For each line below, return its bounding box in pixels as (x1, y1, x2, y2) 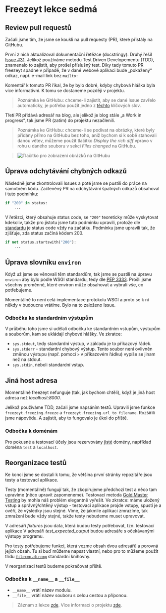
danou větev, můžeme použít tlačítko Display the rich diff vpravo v (17, 138, 153, 143)
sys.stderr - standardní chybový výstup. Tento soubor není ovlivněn (12, 346, 153, 352)
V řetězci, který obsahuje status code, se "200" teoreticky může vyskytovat (5, 214, 159, 220)
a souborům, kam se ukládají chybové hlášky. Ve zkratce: (5, 331, 122, 337)
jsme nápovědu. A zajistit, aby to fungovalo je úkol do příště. (5, 415, 128, 421)
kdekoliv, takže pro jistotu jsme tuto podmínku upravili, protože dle (5, 219, 140, 225)
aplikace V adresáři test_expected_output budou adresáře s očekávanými (5, 528, 155, 534)
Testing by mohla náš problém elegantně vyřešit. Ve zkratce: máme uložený (5, 497, 160, 503)
